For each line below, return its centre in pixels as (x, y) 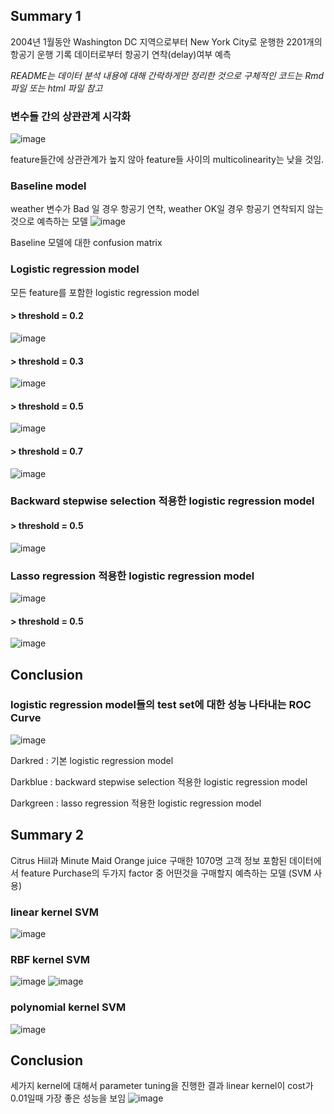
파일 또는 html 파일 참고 (56, 88)
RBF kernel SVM (50, 959)
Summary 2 (47, 835)
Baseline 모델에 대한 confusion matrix (86, 243)
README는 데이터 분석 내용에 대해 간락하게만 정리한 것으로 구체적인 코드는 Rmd (167, 75)
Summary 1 (46, 16)
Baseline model (48, 186)
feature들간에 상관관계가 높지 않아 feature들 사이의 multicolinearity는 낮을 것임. (167, 160)
